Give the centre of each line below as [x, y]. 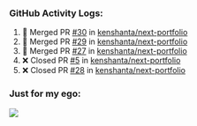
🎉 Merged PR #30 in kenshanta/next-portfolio [105, 33]
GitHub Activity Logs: [56, 13]
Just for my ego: [45, 93]
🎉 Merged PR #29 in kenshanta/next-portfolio [105, 41]
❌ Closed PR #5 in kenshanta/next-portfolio [101, 61]
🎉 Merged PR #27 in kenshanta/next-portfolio [104, 51]
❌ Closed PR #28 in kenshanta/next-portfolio [103, 70]
